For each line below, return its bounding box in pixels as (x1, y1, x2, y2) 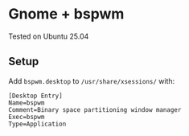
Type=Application (8, 120, 67, 128)
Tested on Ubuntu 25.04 (8, 31, 89, 41)
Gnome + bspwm (8, 5, 125, 23)
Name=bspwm (8, 98, 45, 107)
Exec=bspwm (8, 113, 45, 121)
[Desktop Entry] (8, 92, 63, 100)
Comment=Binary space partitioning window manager (8, 105, 182, 113)
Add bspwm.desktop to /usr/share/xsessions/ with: (8, 76, 175, 85)
